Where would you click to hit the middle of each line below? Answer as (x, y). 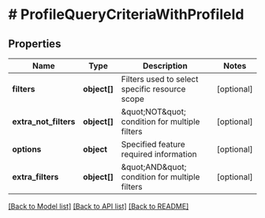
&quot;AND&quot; (154, 167)
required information (159, 154)
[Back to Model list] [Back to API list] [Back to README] (99, 206)
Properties (35, 44)
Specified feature (153, 144)
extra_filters (35, 177)
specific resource (153, 89)
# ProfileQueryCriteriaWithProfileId (126, 15)
